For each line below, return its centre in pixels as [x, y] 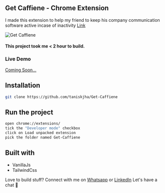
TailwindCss [25, 170]
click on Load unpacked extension [41, 133]
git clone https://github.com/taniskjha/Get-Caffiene [62, 97]
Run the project [29, 112]
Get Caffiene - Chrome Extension [57, 8]
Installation [23, 85]
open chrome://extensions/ [33, 124]
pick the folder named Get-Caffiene [43, 137]
